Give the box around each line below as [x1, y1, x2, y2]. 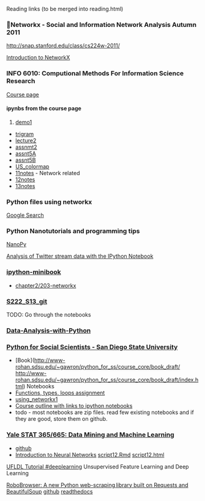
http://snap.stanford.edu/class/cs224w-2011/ [6, 42, 121, 50]
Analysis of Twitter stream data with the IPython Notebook [6, 252, 154, 260]
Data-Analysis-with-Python [6, 326, 91, 334]
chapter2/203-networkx [15, 282, 76, 289]
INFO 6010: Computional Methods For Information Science [6, 69, 184, 78]
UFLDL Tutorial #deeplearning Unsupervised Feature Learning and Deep [6, 462, 189, 470]
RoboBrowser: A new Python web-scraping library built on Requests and [6, 481, 188, 489]
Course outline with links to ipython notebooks [15, 402, 133, 410]
